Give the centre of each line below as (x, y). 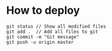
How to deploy (43, 10)
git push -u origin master (40, 42)
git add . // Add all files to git (52, 31)
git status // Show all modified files (56, 26)
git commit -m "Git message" (43, 37)
